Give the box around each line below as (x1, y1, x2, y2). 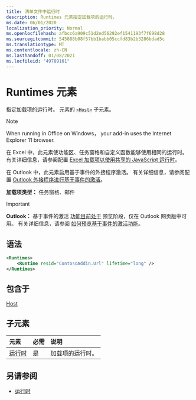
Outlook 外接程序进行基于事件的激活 (12, 176, 101, 183)
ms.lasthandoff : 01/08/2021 (6, 53, 76, 58)
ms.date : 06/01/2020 (6, 19, 57, 25)
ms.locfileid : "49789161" (6, 58, 70, 64)
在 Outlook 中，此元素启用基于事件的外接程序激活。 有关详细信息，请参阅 (6, 169, 185, 176)
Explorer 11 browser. (6, 136, 55, 144)
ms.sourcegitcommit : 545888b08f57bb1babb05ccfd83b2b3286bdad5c (6, 36, 165, 42)
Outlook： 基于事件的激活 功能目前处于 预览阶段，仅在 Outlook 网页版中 (6, 213, 182, 220)
